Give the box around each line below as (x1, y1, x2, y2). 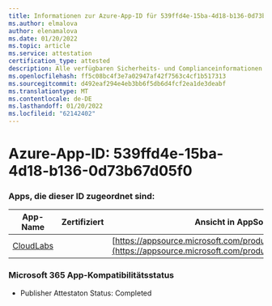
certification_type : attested (8, 57, 111, 66)
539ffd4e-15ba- (113, 145, 224, 163)
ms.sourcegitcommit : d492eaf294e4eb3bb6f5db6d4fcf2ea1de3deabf (8, 79, 227, 87)
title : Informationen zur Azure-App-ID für (8, 11, 158, 20)
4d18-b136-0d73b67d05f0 (8, 162, 193, 181)
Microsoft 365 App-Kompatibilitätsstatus (8, 270, 175, 281)
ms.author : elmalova (8, 19, 79, 28)
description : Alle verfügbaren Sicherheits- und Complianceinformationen (8, 65, 263, 73)
